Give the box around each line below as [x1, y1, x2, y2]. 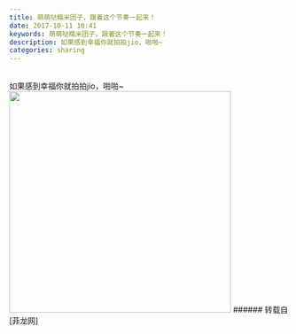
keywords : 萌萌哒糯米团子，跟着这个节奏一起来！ [9, 29, 168, 38]
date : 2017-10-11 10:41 [9, 21, 97, 30]
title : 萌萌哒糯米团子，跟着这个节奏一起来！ [9, 12, 157, 22]
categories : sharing [9, 46, 86, 55]
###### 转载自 [232, 305, 289, 315]
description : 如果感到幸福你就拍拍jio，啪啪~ [9, 37, 163, 47]
